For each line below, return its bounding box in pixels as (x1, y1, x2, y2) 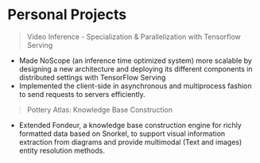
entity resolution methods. (18, 146, 105, 155)
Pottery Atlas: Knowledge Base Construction (26, 105, 173, 114)
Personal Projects (7, 6, 127, 24)
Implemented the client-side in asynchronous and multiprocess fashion (18, 81, 252, 91)
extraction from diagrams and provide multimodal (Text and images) (18, 137, 243, 146)
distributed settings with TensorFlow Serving (18, 72, 166, 82)
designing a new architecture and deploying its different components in (18, 64, 253, 73)
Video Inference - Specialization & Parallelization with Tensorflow (26, 32, 241, 41)
